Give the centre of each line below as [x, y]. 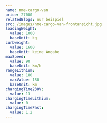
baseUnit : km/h [26, 66]
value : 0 [19, 103]
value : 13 [20, 94]
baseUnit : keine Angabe [34, 52]
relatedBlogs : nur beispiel [35, 19]
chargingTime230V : [24, 89]
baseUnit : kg [23, 38]
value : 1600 [22, 47]
